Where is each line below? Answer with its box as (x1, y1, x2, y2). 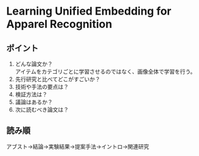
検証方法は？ (15, 91, 47, 98)
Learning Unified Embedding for (6, 4, 172, 18)
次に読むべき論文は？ (15, 106, 69, 113)
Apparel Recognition (6, 17, 113, 31)
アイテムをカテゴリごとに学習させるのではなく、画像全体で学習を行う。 (15, 68, 196, 75)
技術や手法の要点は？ (15, 83, 69, 90)
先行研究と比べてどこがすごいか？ (15, 76, 100, 83)
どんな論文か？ (15, 60, 53, 68)
